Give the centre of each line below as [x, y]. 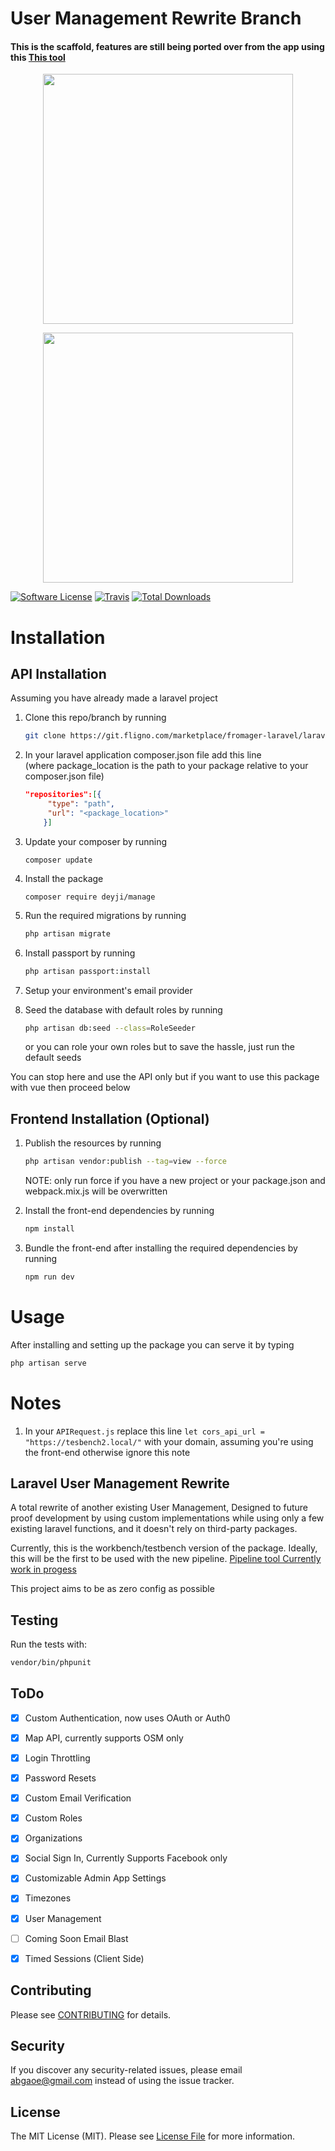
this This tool [38, 57]
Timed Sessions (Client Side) [84, 1958]
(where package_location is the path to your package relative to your [166, 766]
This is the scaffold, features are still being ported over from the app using [167, 46]
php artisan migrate [67, 933]
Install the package [64, 878]
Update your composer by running [96, 841]
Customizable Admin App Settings [95, 1878]
